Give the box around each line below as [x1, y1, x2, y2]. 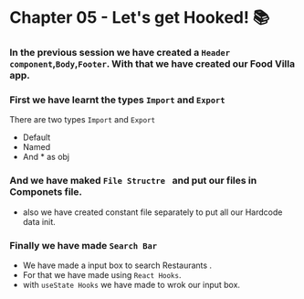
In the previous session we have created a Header [9, 47, 231, 59]
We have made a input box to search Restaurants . [22, 260, 213, 271]
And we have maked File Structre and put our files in [9, 175, 257, 187]
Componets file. [9, 186, 82, 198]
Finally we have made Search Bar [9, 239, 158, 251]
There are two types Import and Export [9, 114, 156, 125]
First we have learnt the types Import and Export [9, 93, 225, 106]
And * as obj [22, 152, 70, 163]
